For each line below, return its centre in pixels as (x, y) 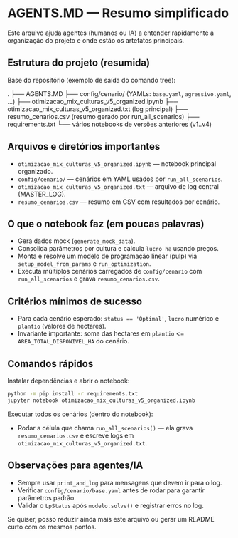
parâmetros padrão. (47, 497)
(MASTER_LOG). (42, 194)
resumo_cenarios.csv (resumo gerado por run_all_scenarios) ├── (103, 116)
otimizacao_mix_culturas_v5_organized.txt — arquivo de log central (118, 186)
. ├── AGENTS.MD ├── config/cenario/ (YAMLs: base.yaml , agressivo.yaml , (119, 93)
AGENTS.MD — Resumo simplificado (118, 13)
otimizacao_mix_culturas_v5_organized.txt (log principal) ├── (98, 109)
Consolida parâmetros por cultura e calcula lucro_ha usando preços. (118, 249)
